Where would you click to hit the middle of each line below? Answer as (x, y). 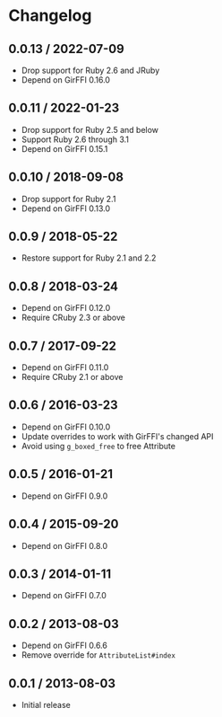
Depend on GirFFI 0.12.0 (66, 308)
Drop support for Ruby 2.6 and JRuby (90, 70)
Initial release (46, 704)
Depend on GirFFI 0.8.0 (64, 545)
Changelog (50, 16)
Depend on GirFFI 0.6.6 (64, 646)
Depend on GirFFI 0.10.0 (66, 427)
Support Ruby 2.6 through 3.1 (75, 139)
